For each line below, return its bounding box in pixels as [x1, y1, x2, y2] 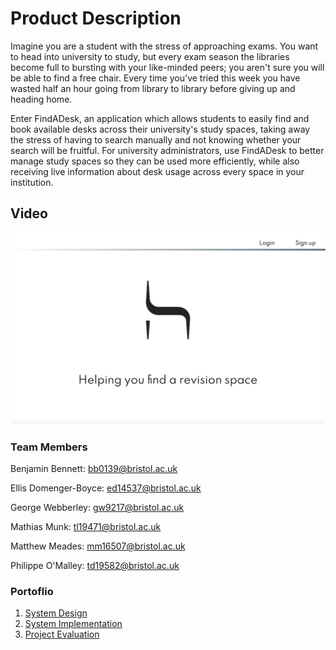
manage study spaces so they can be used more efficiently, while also [10, 155, 300, 167]
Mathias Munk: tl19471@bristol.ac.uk [10, 521, 162, 533]
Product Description [10, 7, 182, 30]
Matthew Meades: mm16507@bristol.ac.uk [10, 540, 186, 552]
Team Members [10, 440, 88, 454]
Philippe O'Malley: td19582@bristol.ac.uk [10, 560, 180, 572]
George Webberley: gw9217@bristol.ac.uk [10, 502, 185, 514]
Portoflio [10, 585, 54, 599]
